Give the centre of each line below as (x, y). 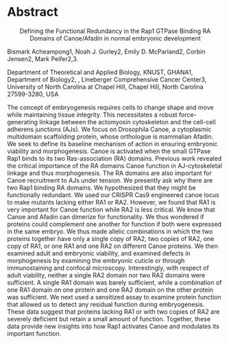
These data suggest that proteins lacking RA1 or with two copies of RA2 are (113, 311)
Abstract (33, 12)
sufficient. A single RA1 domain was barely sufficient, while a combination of (114, 282)
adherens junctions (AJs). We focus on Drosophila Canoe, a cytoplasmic (109, 129)
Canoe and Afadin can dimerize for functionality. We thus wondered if (106, 216)
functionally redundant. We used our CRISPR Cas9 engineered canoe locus (113, 195)
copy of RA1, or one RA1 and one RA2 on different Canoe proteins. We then (112, 246)
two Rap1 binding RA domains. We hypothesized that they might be (102, 187)
